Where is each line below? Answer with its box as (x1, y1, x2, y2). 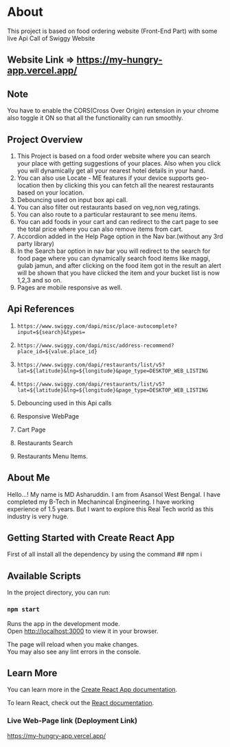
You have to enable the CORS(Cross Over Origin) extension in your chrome (7, 107, 219, 115)
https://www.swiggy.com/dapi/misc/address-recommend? (16, 342, 174, 349)
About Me (7, 472, 50, 484)
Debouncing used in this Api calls (16, 399, 112, 407)
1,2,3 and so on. (16, 276, 62, 284)
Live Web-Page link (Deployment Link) (7, 716, 138, 726)
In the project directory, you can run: (7, 588, 111, 597)
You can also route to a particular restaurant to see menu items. (16, 210, 197, 219)
